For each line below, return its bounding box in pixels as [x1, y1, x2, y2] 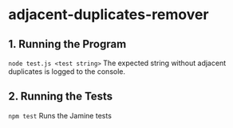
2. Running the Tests [8, 90, 113, 103]
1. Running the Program [8, 37, 127, 51]
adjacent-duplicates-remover [8, 6, 209, 24]
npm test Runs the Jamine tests [8, 111, 112, 120]
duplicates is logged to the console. [8, 67, 126, 76]
